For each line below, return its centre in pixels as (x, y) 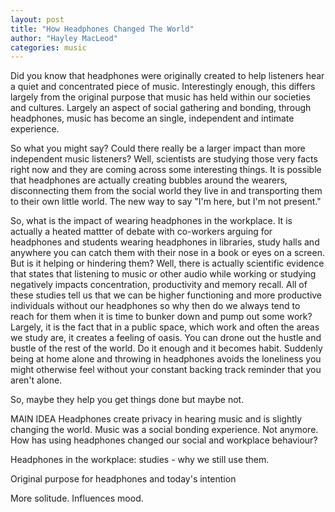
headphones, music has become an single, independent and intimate (152, 118)
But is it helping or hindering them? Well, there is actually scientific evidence (167, 263)
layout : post (37, 19)
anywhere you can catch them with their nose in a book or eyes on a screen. (167, 253)
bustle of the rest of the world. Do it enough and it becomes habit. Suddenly (166, 348)
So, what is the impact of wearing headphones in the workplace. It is (151, 221)
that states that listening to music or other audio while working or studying (163, 274)
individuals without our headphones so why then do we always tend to (155, 306)
